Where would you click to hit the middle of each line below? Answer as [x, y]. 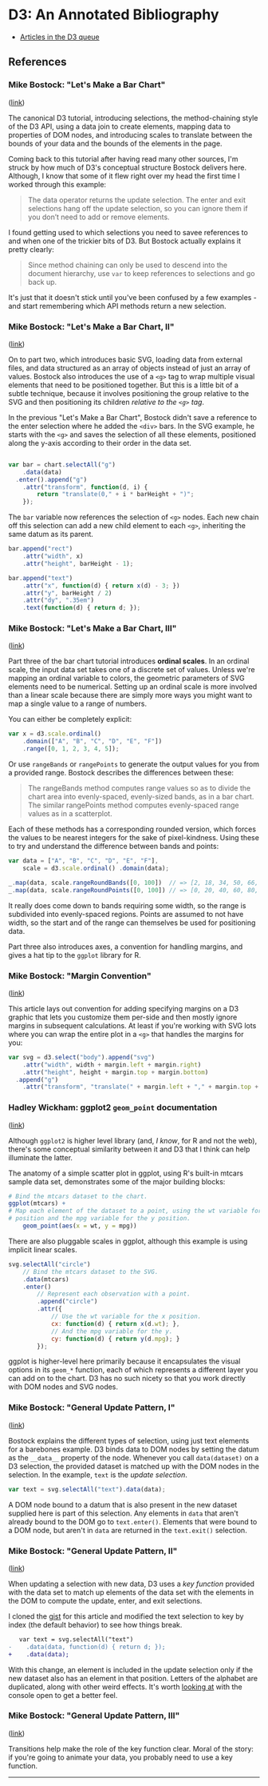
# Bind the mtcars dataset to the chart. [78, 1196]
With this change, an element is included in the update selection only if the [131, 1669]
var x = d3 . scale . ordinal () [55, 734]
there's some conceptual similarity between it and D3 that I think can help [129, 1149]
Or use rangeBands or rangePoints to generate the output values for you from [134, 764]
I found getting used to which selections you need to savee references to [128, 232]
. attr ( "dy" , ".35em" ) [58, 601]
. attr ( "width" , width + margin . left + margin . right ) [112, 1065]
